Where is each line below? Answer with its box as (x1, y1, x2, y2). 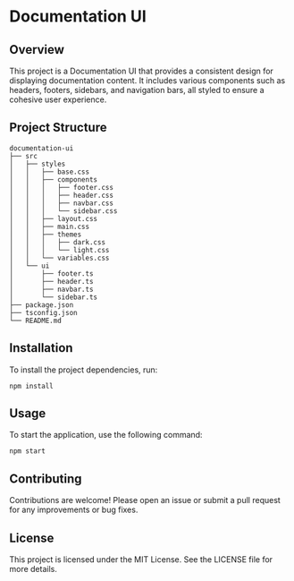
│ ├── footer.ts (9, 269, 94, 278)
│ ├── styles (9, 159, 66, 168)
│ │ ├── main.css (9, 222, 90, 231)
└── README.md (9, 316, 63, 325)
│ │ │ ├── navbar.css (9, 199, 114, 208)
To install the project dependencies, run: (9, 364, 158, 375)
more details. (9, 564, 58, 575)
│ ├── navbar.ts (9, 285, 94, 294)
